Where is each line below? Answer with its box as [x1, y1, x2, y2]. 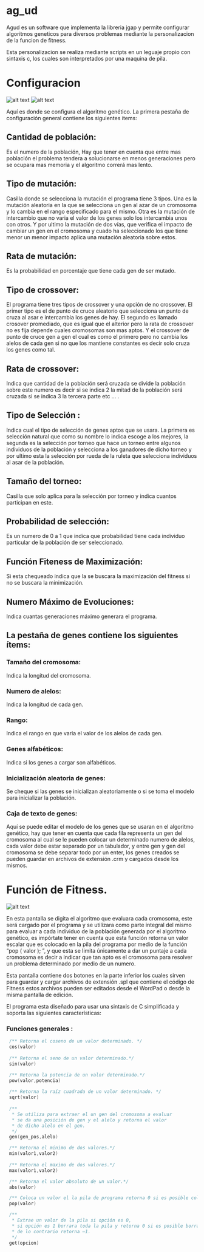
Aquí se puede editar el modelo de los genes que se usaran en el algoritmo [6, 823, 194, 831]
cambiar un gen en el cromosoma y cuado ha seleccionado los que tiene [6, 227, 188, 234]
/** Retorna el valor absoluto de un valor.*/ [8, 1179, 129, 1185]
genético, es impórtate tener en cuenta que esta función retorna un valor [6, 934, 189, 942]
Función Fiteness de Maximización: [6, 556, 143, 566]
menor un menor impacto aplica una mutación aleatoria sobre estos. [6, 233, 177, 240]
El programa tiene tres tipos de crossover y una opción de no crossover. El [6, 301, 193, 308]
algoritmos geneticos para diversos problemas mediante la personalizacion [6, 30, 194, 37]
